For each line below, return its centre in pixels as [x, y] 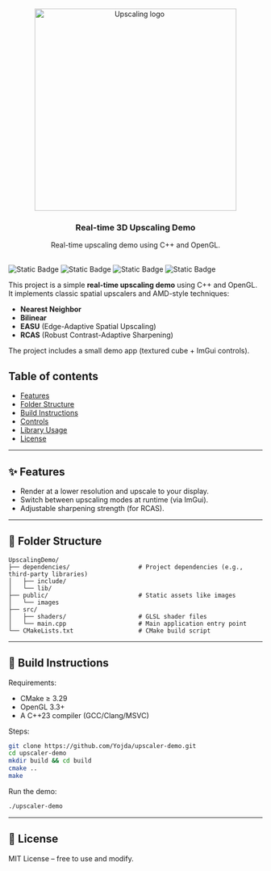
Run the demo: [33, 791]
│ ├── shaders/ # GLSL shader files [108, 616]
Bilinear [33, 318]
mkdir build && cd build [50, 761]
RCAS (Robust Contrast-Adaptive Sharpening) [96, 335]
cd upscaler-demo [38, 753]
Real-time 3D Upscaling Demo [135, 227]
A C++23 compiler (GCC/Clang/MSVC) [84, 715]
